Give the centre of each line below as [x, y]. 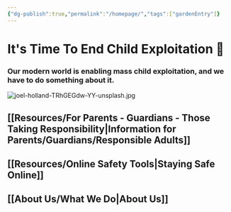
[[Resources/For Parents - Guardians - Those [109, 118]
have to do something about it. [61, 80]
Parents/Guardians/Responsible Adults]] [99, 140]
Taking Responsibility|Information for [92, 129]
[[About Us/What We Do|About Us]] [88, 199]
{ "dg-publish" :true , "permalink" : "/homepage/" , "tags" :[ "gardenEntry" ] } [114, 14]
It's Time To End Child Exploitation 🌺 [116, 49]
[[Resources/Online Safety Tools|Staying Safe [111, 164]
